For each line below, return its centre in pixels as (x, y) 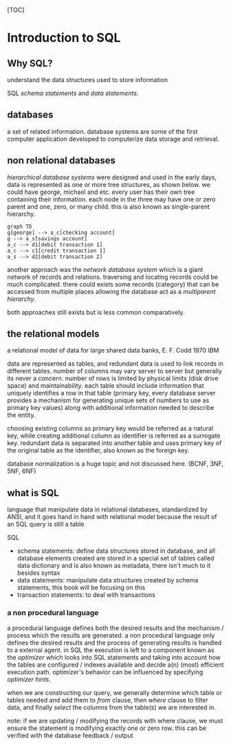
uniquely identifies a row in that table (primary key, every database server (111, 393)
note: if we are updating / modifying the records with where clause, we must (115, 720)
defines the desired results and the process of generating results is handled (114, 642)
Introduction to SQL (64, 38)
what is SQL (33, 493)
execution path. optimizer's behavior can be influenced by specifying (105, 671)
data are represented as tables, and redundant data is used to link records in (115, 364)
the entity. (21, 415)
